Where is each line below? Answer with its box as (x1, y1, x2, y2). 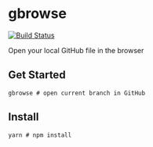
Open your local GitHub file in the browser (8, 45, 144, 55)
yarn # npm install (8, 131, 72, 139)
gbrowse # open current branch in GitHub (8, 89, 146, 97)
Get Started (8, 68, 66, 82)
